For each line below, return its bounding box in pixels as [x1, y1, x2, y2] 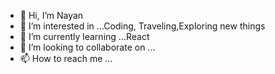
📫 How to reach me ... [19, 53, 113, 64]
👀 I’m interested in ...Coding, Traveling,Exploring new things [19, 20, 266, 32]
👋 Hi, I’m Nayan [19, 10, 84, 21]
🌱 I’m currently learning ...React [19, 31, 150, 42]
